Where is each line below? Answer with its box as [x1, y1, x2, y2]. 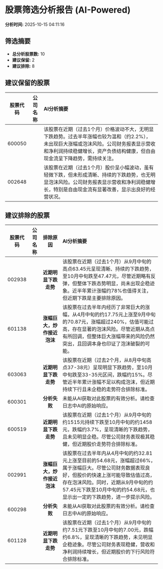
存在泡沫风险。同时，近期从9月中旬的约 [62, 479, 153, 486]
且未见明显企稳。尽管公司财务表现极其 [62, 434, 150, 441]
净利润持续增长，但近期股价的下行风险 [62, 549, 150, 555]
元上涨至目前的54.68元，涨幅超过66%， [62, 457, 156, 464]
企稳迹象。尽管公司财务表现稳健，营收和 [62, 541, 155, 548]
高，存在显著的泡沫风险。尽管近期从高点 [62, 326, 155, 332]
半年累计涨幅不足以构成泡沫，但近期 [72, 379, 155, 385]
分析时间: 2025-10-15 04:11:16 [5, 21, 65, 27]
